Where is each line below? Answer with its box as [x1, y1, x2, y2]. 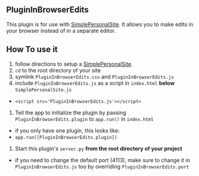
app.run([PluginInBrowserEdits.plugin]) [14, 134, 117, 140]
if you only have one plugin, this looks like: [14, 127, 120, 134]
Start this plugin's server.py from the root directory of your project [14, 145, 183, 152]
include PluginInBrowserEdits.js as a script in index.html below [14, 79, 175, 86]
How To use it [6, 44, 58, 54]
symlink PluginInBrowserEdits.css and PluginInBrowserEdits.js [14, 73, 174, 80]
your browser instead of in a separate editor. [6, 27, 116, 34]
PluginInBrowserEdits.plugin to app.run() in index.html [14, 115, 154, 122]
